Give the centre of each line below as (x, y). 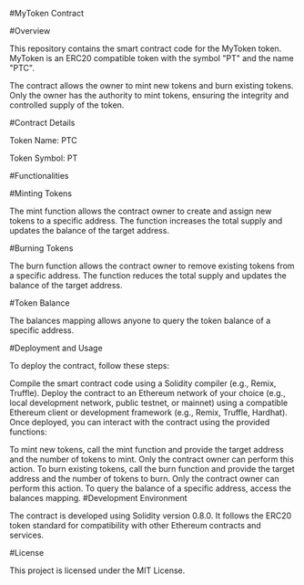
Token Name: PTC (43, 140)
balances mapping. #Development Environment (98, 498)
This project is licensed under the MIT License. (97, 570)
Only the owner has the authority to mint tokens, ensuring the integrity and (149, 95)
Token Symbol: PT (44, 158)
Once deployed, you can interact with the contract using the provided (140, 422)
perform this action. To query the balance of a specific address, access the (150, 488)
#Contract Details (42, 123)
